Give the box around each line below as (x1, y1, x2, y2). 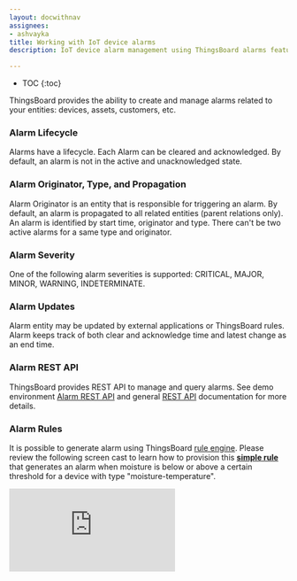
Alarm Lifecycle (9, 127, 79, 139)
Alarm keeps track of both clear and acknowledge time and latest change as (9, 329, 287, 341)
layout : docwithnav (9, 12, 81, 22)
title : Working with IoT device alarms (9, 37, 156, 47)
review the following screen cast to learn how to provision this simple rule (9, 452, 278, 462)
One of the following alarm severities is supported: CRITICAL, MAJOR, (9, 269, 265, 280)
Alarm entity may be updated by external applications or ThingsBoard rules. (9, 321, 285, 331)
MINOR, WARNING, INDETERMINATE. (9, 278, 146, 289)
